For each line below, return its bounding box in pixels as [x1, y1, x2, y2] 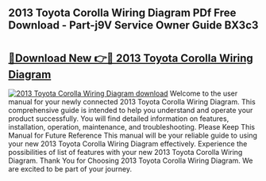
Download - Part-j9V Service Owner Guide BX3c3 [8, 19, 259, 32]
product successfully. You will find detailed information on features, [8, 114, 229, 123]
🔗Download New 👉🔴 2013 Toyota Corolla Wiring [8, 51, 254, 65]
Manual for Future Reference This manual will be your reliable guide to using [8, 130, 258, 140]
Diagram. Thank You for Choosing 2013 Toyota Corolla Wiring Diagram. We [8, 156, 253, 165]
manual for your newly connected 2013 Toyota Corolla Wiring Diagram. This [8, 97, 256, 106]
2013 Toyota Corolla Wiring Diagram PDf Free [8, 6, 237, 20]
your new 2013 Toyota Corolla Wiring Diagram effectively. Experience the [8, 139, 248, 149]
